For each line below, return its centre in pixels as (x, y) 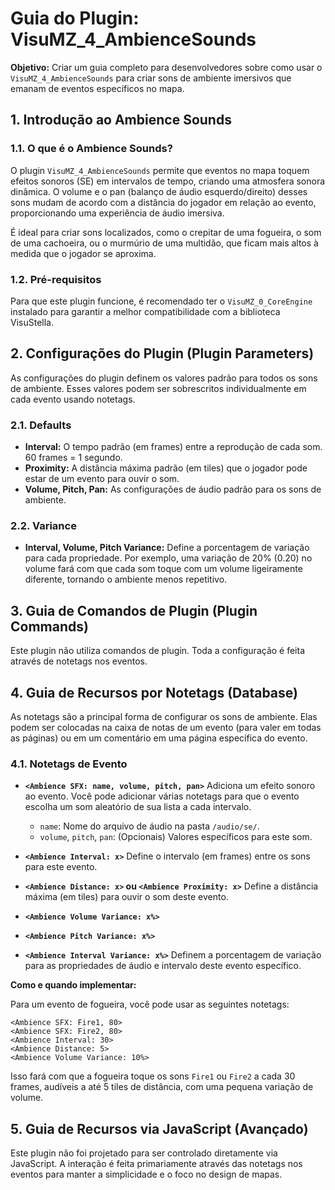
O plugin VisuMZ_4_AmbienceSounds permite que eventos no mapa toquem (160, 170)
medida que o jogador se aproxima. (83, 253)
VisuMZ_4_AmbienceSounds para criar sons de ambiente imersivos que (151, 78)
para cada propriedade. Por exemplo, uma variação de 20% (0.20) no (168, 558)
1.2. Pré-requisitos (56, 279)
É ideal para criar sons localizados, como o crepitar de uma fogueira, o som (166, 232)
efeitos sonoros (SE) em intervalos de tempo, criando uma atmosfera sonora (168, 181)
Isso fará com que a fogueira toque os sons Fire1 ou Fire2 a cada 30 (153, 1076)
